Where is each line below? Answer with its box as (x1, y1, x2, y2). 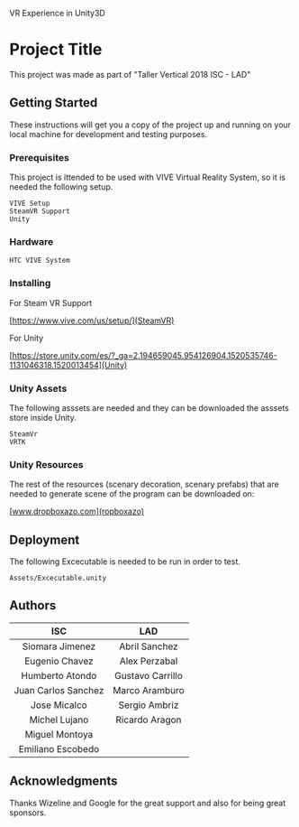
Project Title (9, 40, 103, 60)
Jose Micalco (30, 699, 87, 711)
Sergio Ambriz (118, 699, 179, 711)
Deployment (9, 532, 80, 547)
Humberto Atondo (21, 669, 97, 682)
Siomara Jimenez (22, 640, 96, 653)
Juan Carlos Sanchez (14, 683, 104, 696)
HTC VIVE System (9, 256, 70, 265)
